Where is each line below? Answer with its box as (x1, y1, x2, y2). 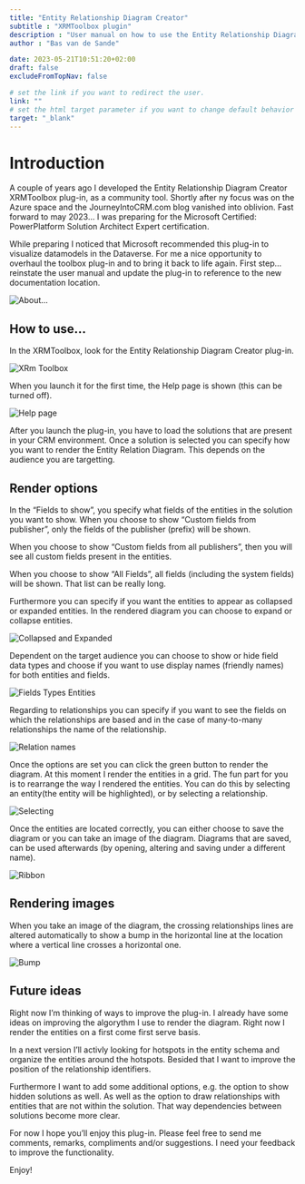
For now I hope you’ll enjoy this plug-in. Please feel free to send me (9, 1127, 261, 1139)
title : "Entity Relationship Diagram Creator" (9, 13, 189, 23)
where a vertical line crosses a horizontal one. (9, 939, 182, 950)
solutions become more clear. (9, 1110, 121, 1120)
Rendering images (9, 895, 115, 912)
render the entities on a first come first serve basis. (9, 1026, 202, 1037)
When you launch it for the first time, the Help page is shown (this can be (9, 380, 283, 391)
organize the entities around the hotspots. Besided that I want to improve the (9, 1053, 296, 1064)
